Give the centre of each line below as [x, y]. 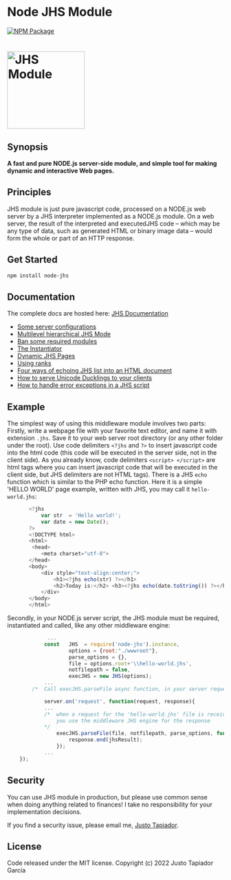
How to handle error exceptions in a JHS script [83, 385]
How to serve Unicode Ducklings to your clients [85, 378]
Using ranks [34, 363]
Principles [29, 192]
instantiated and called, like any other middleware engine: [89, 626]
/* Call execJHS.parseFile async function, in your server [120, 689]
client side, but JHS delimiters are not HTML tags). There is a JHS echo [107, 474]
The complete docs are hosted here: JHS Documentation [88, 313]
